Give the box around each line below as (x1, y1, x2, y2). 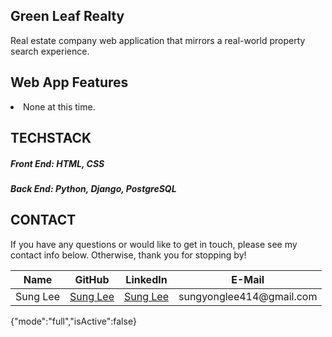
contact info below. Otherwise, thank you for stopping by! (10, 249, 247, 261)
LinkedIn (125, 272, 168, 286)
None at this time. (23, 100, 96, 113)
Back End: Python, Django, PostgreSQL (10, 182, 177, 194)
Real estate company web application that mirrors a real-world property (10, 34, 306, 46)
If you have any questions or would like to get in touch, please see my (10, 238, 298, 250)
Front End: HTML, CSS (10, 157, 105, 169)
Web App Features (10, 74, 129, 91)
